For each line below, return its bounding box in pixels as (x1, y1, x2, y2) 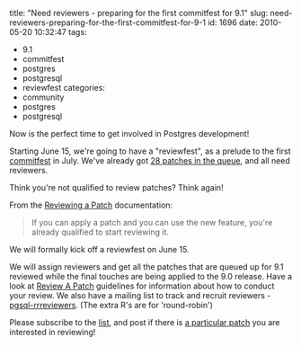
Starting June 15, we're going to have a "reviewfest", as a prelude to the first (9, 146, 291, 156)
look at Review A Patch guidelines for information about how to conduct (9, 280, 275, 291)
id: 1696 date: (208, 17, 259, 28)
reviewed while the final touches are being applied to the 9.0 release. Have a (9, 271, 293, 281)
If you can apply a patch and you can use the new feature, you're (31, 217, 273, 227)
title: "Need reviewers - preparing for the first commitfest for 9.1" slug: (9, 8, 269, 18)
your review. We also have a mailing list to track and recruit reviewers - (9, 290, 271, 300)
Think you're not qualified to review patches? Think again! (9, 182, 224, 192)
